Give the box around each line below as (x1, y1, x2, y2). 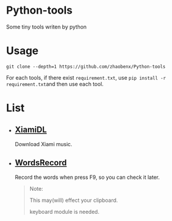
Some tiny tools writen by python (6, 23, 87, 30)
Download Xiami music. (14, 140, 72, 147)
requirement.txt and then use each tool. (6, 80, 104, 87)
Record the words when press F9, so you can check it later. (14, 173, 160, 181)
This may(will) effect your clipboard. (29, 197, 118, 204)
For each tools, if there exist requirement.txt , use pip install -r (6, 74, 166, 81)
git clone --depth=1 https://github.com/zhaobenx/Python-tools (6, 64, 166, 70)
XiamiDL (14, 125, 47, 135)
